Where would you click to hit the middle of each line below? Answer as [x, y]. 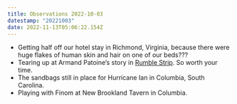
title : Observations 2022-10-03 [55, 14]
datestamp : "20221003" [41, 21]
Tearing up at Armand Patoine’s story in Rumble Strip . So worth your [118, 63]
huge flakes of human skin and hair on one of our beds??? [103, 55]
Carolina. [31, 85]
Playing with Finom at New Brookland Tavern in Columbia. [102, 93]
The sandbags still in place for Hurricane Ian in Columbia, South [111, 78]
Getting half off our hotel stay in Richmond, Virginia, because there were [123, 48]
